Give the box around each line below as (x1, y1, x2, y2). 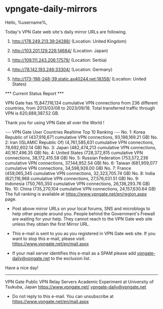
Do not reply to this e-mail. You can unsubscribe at (12, 293, 114, 299)
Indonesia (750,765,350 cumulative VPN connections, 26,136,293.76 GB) (5, 181, 150, 187)
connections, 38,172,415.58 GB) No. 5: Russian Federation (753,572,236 (5, 154, 148, 161)
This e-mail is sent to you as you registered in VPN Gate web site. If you (12, 230, 156, 236)
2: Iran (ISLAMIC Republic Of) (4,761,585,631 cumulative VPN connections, (5, 139, 154, 145)
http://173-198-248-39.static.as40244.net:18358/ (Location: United (12, 76, 147, 82)
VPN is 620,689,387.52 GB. (5, 110, 60, 116)
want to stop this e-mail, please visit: (12, 236, 86, 241)
